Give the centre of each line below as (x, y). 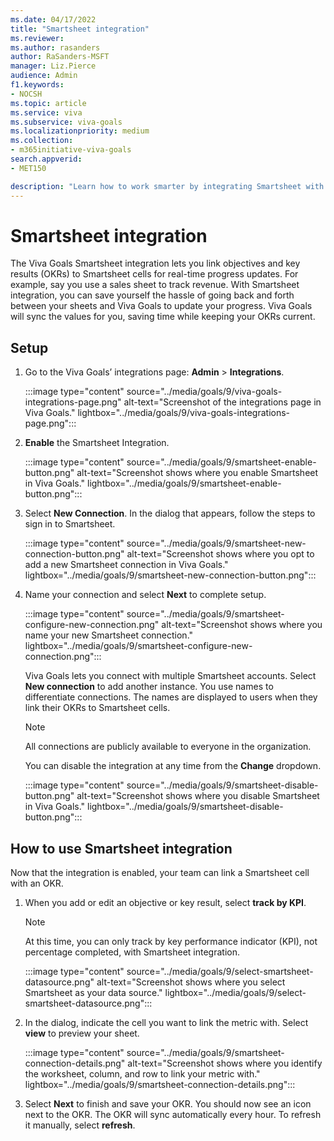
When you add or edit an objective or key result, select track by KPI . (165, 903)
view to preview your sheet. (82, 1033)
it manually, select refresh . (80, 1125)
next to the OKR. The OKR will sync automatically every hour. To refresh (173, 1115)
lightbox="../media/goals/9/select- (235, 993)
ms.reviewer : (37, 38)
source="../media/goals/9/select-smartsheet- (220, 972)
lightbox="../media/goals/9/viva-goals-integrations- (184, 413)
